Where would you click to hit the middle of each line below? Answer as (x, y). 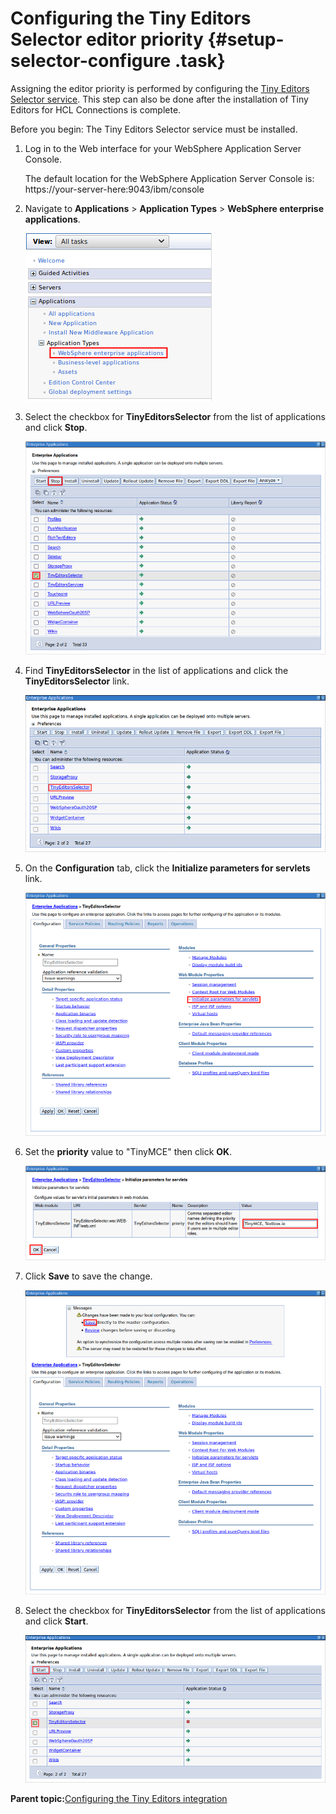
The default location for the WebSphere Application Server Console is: (169, 178)
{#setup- (246, 39)
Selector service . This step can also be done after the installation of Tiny (159, 99)
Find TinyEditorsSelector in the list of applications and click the (156, 670)
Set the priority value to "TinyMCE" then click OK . (128, 1152)
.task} (200, 61)
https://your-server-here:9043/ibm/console (114, 189)
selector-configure (91, 61)
